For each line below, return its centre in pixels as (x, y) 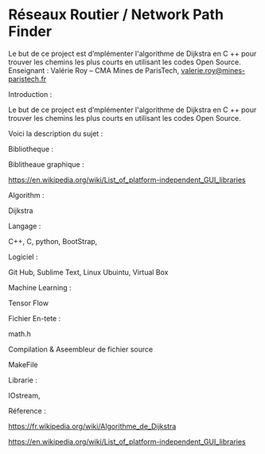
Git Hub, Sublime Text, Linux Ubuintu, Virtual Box (88, 272)
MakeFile (23, 364)
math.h (20, 334)
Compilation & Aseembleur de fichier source (81, 349)
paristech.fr (27, 79)
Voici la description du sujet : (56, 134)
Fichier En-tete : (35, 318)
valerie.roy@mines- (213, 70)
